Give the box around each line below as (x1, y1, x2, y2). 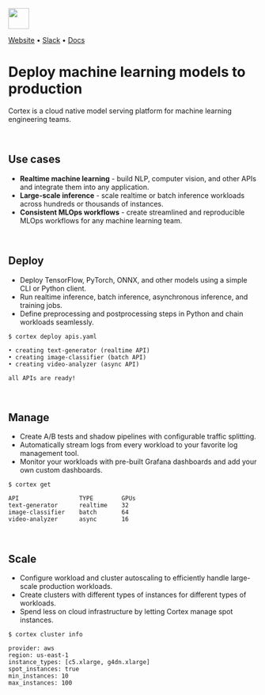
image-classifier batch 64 (8, 508, 129, 517)
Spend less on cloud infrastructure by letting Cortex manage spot (19, 607, 233, 617)
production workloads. (39, 582, 113, 591)
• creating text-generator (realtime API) (8, 346, 150, 355)
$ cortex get (8, 480, 51, 489)
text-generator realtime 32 (8, 502, 129, 510)
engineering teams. (8, 114, 71, 123)
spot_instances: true (8, 665, 80, 674)
